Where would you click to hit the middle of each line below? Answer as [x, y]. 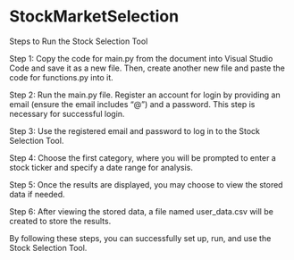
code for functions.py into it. [61, 77]
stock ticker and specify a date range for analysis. [101, 167]
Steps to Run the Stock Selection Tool [79, 41]
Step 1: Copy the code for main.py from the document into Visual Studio [141, 58]
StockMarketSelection [94, 17]
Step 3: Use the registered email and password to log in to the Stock [135, 130]
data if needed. [37, 194]
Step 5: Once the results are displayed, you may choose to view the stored [146, 184]
